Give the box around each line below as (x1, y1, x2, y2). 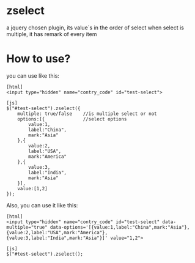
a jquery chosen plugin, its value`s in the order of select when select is (6, 24, 185, 31)
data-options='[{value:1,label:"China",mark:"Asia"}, (50, 224, 190, 230)
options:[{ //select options (17, 116, 127, 122)
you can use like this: (6, 72, 60, 80)
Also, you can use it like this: (6, 201, 78, 209)
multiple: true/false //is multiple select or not (17, 111, 157, 117)
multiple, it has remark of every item (6, 30, 97, 37)
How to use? (6, 52, 71, 66)
